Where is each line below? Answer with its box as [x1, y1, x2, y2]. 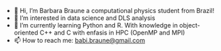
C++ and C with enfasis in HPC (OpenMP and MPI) [39, 28, 185, 37]
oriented [13, 28, 38, 37]
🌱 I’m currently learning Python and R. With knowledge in [13, 21, 178, 29]
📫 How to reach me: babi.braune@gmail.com [13, 37, 146, 44]
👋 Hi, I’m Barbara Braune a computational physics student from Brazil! [13, 7, 215, 14]
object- [178, 21, 201, 29]
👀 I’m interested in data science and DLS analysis [13, 14, 155, 22]
